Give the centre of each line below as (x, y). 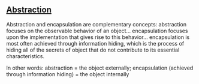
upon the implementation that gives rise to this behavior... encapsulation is (98, 37)
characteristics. (25, 56)
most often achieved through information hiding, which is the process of (95, 43)
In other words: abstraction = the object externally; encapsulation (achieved (100, 68)
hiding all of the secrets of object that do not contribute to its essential (93, 50)
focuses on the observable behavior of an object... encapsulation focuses (97, 31)
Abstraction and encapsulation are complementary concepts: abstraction (97, 24)
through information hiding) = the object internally (68, 74)
